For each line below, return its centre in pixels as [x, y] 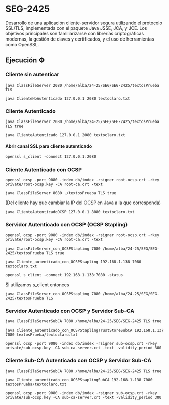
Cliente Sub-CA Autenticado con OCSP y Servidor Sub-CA [78, 360]
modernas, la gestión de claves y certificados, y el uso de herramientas [80, 39]
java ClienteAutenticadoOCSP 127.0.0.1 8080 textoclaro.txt [70, 212]
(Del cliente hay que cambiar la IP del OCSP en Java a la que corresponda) [83, 202]
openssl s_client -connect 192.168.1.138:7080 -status [64, 275]
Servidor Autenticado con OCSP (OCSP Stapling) [67, 225]
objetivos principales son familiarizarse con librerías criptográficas [75, 33]
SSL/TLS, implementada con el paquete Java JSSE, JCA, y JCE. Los [76, 28]
